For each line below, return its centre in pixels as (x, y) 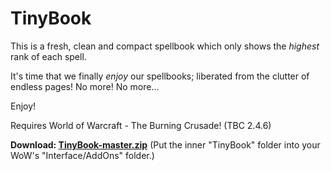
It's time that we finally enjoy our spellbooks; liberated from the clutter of (160, 76)
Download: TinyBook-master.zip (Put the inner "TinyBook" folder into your (165, 144)
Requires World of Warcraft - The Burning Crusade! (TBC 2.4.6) (141, 125)
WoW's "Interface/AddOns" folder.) (82, 155)
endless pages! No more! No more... (85, 86)
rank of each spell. (48, 56)
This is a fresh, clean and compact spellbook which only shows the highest (165, 46)
